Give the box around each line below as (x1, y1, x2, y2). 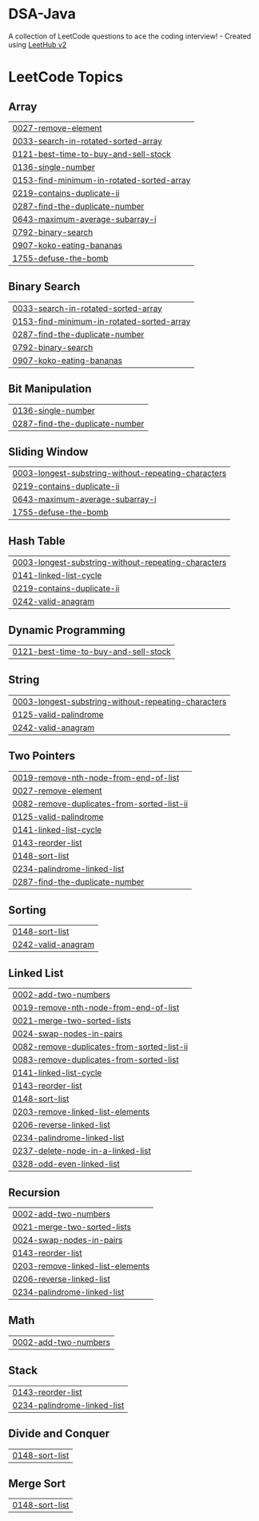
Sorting (8, 903, 46, 918)
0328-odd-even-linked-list (12, 1159, 120, 1170)
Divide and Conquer (8, 1427, 110, 1441)
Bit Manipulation (8, 382, 92, 396)
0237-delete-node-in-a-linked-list (12, 1145, 152, 1156)
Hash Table (8, 534, 66, 547)
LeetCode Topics (8, 68, 124, 87)
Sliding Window (8, 445, 89, 458)
